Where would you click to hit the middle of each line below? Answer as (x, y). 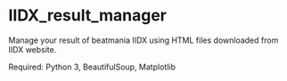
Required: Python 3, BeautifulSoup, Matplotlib (92, 67)
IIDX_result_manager (87, 16)
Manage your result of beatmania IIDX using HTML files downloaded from (143, 40)
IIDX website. (33, 49)
